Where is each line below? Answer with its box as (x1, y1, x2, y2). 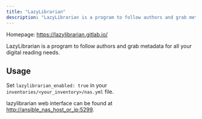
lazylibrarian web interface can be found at (6, 100, 113, 107)
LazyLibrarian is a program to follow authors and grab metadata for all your (6, 42, 192, 50)
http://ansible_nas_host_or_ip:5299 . (6, 106, 94, 114)
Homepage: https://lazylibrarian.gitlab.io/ (6, 30, 108, 38)
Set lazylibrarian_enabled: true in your (6, 82, 108, 89)
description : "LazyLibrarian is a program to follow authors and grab (6, 14, 187, 20)
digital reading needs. (6, 48, 60, 56)
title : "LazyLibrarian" (6, 8, 66, 15)
